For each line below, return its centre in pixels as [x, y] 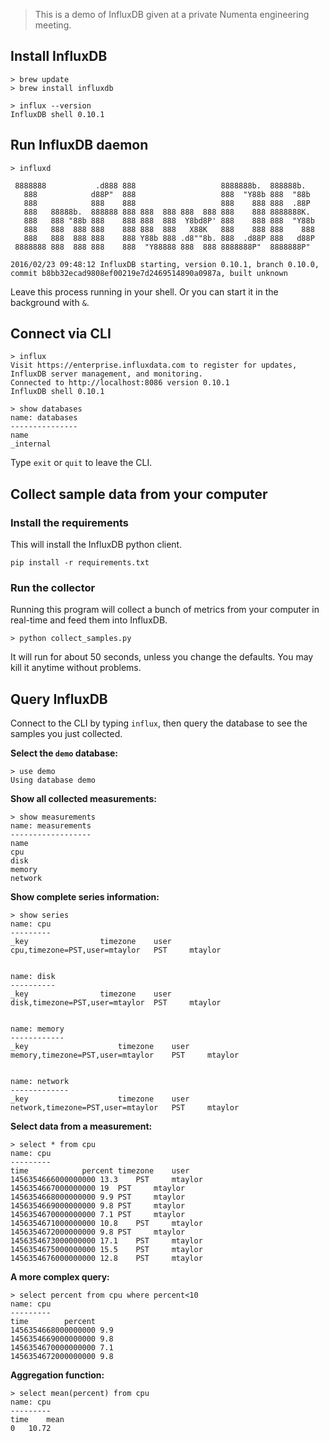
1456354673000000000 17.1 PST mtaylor [106, 1241]
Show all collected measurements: [83, 799]
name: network [40, 1082]
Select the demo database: [64, 753]
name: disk [33, 977]
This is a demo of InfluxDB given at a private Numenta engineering [172, 14]
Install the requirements [69, 522]
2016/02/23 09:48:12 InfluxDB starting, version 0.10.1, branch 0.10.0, [165, 264]
